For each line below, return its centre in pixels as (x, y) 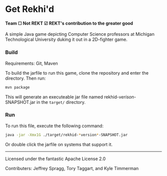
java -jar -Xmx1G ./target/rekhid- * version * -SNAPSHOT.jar (66, 135)
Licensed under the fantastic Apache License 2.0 (55, 159)
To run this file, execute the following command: (54, 126)
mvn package (17, 87)
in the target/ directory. (61, 102)
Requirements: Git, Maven (32, 63)
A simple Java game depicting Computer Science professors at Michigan (80, 34)
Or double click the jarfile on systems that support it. (59, 144)
